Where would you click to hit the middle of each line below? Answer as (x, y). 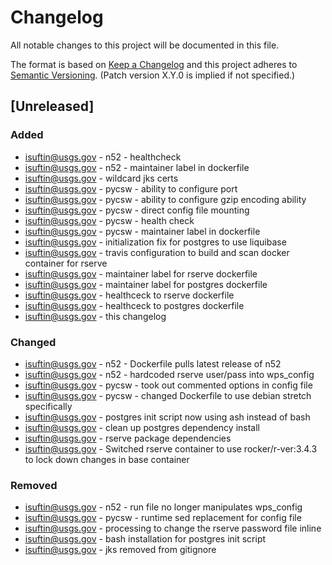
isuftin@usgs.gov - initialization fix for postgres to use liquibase (155, 242)
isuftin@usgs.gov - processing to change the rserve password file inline (173, 528)
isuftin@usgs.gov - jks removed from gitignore (120, 550)
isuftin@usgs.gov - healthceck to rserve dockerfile (129, 295)
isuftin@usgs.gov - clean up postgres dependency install (142, 427)
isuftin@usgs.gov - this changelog (95, 316)
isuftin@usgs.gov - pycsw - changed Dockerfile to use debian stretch (168, 395)
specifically (48, 406)
